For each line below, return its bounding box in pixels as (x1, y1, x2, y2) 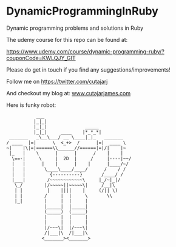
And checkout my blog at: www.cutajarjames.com (6, 89, 131, 96)
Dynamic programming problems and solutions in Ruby (6, 24, 144, 32)
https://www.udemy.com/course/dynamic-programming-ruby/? (6, 47, 165, 55)
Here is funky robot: (6, 101, 56, 109)
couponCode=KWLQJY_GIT (6, 54, 76, 61)
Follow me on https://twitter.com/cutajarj (6, 78, 108, 85)
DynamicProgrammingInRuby (6, 4, 159, 18)
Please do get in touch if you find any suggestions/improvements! (6, 66, 171, 73)
